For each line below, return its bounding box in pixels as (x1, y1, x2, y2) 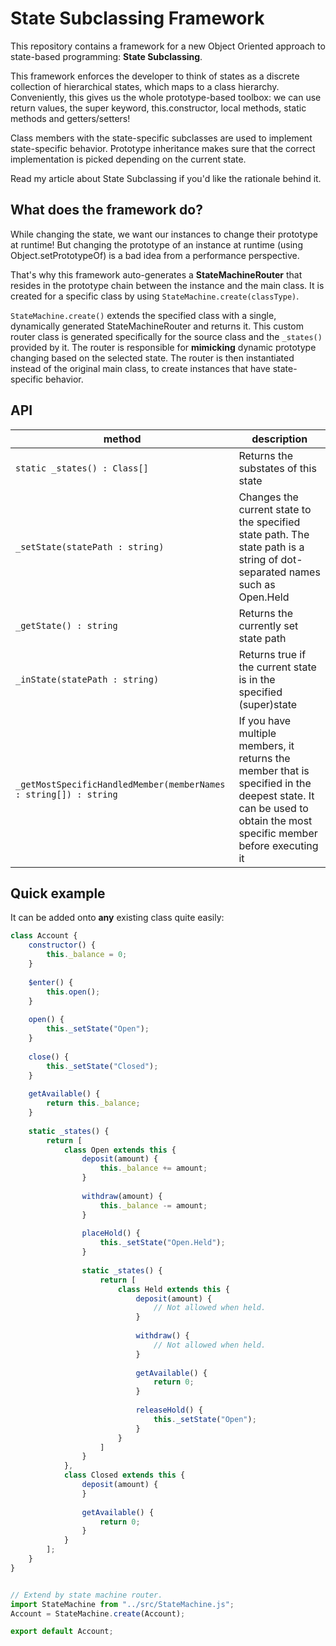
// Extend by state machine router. (10, 1590, 163, 1600)
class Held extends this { (117, 1284, 230, 1294)
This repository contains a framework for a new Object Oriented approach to (10, 40, 326, 52)
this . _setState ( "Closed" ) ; (46, 1061, 159, 1071)
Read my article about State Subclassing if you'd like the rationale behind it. (10, 172, 322, 184)
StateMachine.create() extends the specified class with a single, (10, 309, 277, 321)
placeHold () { (81, 1228, 141, 1239)
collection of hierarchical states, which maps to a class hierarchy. (10, 80, 280, 92)
